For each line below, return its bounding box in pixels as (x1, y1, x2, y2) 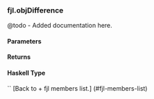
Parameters (7, 37, 42, 45)
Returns (7, 53, 31, 61)
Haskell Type (7, 69, 46, 78)
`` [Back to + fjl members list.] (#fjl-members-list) (7, 84, 148, 92)
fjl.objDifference (7, 6, 64, 15)
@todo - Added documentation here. (7, 21, 112, 30)
